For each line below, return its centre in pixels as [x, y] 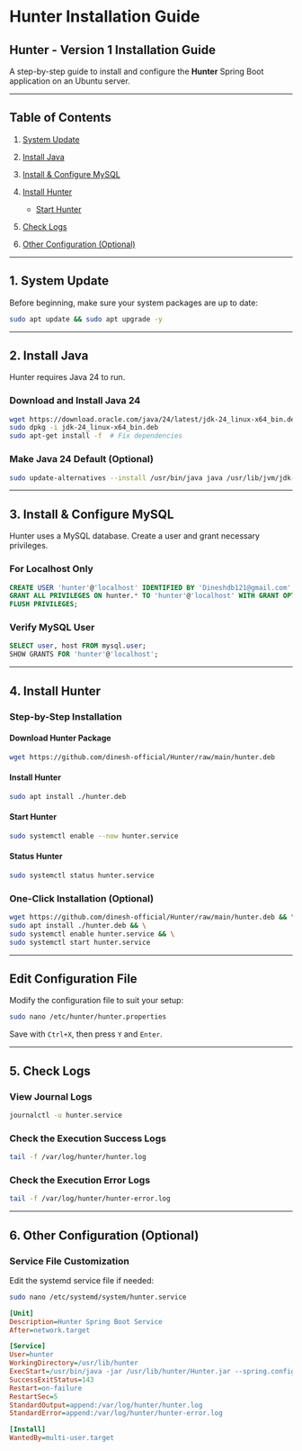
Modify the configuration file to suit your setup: [97, 1001]
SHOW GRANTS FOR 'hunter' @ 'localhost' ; [84, 655]
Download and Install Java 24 [75, 401]
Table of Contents [61, 118]
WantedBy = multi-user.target [62, 1438]
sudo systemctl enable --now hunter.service [94, 836]
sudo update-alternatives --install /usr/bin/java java [116, 478]
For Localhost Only [52, 569]
